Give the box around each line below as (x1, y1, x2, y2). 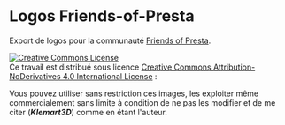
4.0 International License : (62, 70, 158, 81)
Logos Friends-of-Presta (9, 6, 195, 26)
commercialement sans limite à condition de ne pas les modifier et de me (9, 97, 276, 107)
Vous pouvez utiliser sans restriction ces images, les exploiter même (9, 88, 259, 99)
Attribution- (212, 62, 256, 72)
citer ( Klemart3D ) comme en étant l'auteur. (9, 107, 168, 117)
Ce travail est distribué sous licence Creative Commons (9, 62, 212, 72)
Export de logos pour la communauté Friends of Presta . (9, 35, 212, 46)
